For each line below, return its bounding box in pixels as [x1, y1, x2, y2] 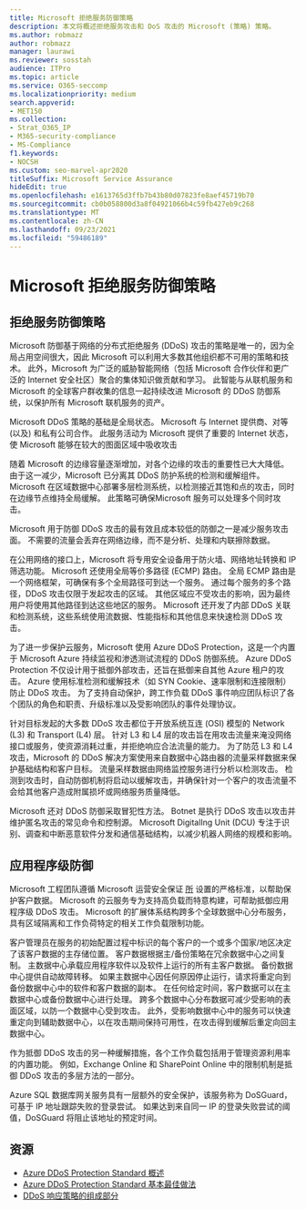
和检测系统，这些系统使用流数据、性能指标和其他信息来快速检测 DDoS [9, 611, 273, 622]
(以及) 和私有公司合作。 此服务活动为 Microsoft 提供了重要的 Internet [9, 428, 267, 439]
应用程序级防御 [9, 858, 94, 873]
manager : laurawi [9, 47, 76, 56]
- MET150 [9, 107, 43, 116]
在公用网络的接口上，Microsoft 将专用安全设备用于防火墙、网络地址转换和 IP [9, 554, 297, 565]
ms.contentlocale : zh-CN [9, 216, 104, 226]
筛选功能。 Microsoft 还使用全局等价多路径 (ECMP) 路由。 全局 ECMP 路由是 [9, 565, 296, 576]
